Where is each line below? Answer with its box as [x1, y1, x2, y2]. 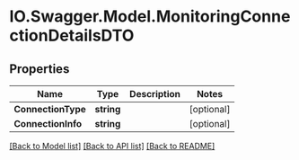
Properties [9, 61, 70, 76]
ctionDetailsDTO [9, 25, 135, 46]
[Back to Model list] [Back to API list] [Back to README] [9, 141, 215, 151]
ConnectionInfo [13, 118, 83, 129]
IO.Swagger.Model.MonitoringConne [9, 6, 291, 27]
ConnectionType [13, 103, 87, 115]
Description [129, 88, 181, 100]
